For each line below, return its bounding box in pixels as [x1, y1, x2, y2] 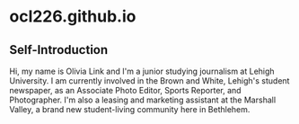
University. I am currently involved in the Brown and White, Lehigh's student [9, 75, 290, 86]
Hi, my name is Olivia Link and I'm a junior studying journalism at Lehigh [9, 66, 276, 76]
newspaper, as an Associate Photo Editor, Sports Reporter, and [9, 85, 242, 95]
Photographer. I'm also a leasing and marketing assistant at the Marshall [9, 94, 277, 105]
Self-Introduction [9, 42, 109, 58]
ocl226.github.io [9, 6, 136, 27]
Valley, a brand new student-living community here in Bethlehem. [9, 104, 251, 114]
